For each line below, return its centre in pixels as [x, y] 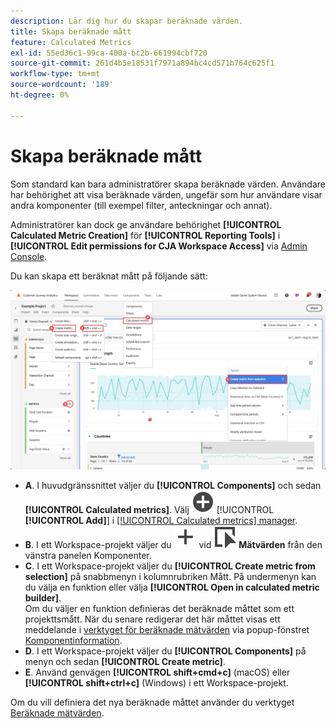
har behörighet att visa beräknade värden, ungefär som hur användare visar [166, 194]
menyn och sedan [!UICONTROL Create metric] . [125, 661]
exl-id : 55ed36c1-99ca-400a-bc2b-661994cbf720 [109, 53]
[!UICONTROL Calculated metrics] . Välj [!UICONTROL [149, 509]
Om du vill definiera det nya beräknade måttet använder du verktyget [152, 702]
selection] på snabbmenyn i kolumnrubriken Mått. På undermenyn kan [170, 576]
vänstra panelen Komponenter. [88, 555]
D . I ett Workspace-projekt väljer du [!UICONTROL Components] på [165, 651]
